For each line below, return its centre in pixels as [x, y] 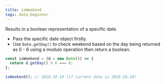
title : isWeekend [23, 10]
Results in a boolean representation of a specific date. [61, 29]
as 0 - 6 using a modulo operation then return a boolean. [71, 49]
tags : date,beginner [27, 15]
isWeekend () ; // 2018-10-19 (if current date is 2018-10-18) [71, 77]
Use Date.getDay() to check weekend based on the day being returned [86, 44]
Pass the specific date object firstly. [50, 39]
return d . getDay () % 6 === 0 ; [41, 63]
